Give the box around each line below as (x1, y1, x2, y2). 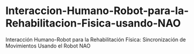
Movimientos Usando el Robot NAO (5, 42, 91, 49)
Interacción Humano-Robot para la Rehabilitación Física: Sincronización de (5, 36, 186, 43)
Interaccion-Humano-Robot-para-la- (5, 4, 189, 18)
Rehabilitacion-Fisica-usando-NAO (5, 16, 181, 30)
